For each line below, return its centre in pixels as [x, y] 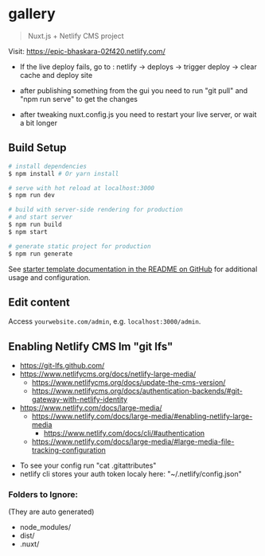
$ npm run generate [41, 254]
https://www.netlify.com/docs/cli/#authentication [124, 434]
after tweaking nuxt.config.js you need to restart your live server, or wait [138, 114]
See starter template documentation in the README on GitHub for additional [133, 269]
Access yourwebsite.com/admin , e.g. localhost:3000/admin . [105, 321]
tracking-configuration [68, 450]
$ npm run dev [32, 196]
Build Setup [37, 148]
